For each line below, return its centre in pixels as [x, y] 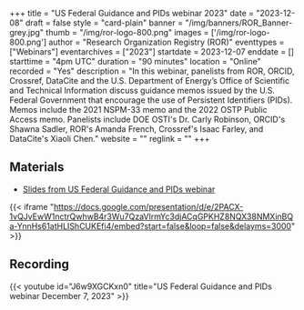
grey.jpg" [26, 32]
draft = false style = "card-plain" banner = [104, 23]
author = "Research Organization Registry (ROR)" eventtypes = [167, 42]
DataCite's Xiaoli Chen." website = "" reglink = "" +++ [110, 139]
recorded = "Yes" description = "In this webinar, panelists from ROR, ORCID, [152, 71]
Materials [37, 167]
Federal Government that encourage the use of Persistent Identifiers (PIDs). [151, 100]
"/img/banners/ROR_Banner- [239, 23]
